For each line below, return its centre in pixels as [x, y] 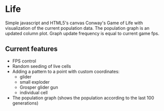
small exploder [35, 82]
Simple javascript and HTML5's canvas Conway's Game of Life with [74, 23]
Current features [31, 49]
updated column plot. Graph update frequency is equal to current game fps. [82, 33]
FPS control [24, 61]
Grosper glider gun [39, 87]
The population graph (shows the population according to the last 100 [83, 98]
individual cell [34, 92]
